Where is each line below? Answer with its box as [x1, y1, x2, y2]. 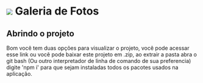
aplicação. [6, 70, 32, 77]
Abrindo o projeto [6, 28, 74, 39]
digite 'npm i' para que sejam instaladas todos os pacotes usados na [6, 64, 179, 71]
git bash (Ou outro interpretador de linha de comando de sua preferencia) [6, 58, 191, 64]
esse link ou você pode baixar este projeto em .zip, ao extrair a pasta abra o [6, 51, 197, 58]
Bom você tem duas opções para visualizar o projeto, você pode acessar [6, 44, 190, 51]
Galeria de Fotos [15, 4, 99, 18]
